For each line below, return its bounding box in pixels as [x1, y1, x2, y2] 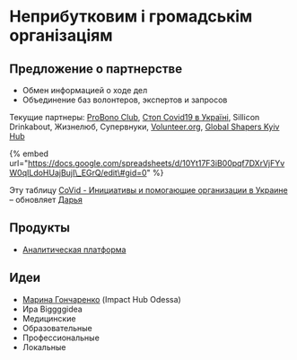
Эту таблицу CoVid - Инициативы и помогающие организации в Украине [9, 185, 289, 195]
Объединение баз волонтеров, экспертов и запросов [22, 94, 228, 105]
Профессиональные [22, 332, 100, 343]
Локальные [22, 341, 66, 352]
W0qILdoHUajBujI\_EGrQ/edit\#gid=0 [9, 168, 147, 178]
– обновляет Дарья [9, 195, 83, 205]
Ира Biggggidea [22, 303, 83, 314]
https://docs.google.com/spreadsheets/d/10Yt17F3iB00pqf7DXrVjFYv [27, 158, 285, 168]
